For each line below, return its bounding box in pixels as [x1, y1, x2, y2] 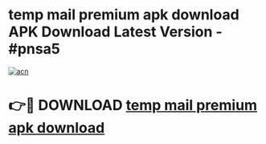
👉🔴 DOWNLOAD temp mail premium [8, 97, 258, 114]
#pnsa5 [8, 40, 60, 58]
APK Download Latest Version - [8, 23, 223, 41]
